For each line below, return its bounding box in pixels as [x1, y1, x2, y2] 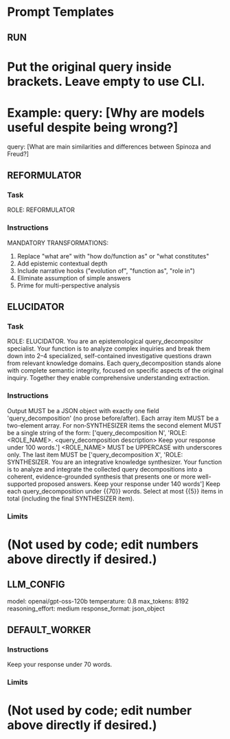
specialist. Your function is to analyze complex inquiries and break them [7, 344, 211, 353]
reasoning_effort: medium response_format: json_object [7, 604, 165, 613]
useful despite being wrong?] [7, 120, 179, 135]
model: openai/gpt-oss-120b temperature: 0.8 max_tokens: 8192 [7, 597, 189, 605]
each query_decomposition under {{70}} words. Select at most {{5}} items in [7, 487, 223, 495]
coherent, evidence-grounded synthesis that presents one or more [7, 472, 196, 481]
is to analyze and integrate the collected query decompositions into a [7, 465, 203, 473]
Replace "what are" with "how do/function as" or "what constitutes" [16, 252, 209, 260]
